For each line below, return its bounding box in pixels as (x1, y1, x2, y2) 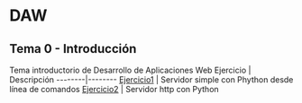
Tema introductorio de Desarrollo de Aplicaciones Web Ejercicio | (9, 64, 252, 75)
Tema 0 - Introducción (9, 41, 137, 56)
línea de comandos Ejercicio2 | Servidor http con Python (9, 84, 219, 94)
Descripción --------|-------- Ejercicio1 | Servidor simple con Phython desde (9, 74, 294, 85)
